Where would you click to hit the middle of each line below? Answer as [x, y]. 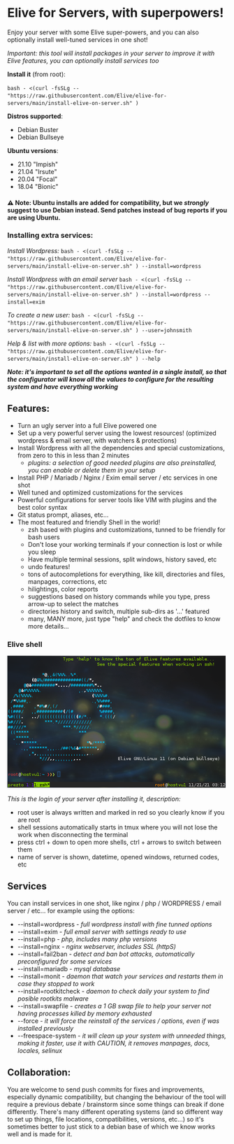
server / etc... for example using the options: [71, 910]
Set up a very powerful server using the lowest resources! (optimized [117, 433]
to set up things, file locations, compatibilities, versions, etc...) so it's [106, 1119]
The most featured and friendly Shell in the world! [89, 522]
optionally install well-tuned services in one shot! [78, 39]
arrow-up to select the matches [73, 603]
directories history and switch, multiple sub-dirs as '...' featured [118, 611]
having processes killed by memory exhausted [85, 1013]
